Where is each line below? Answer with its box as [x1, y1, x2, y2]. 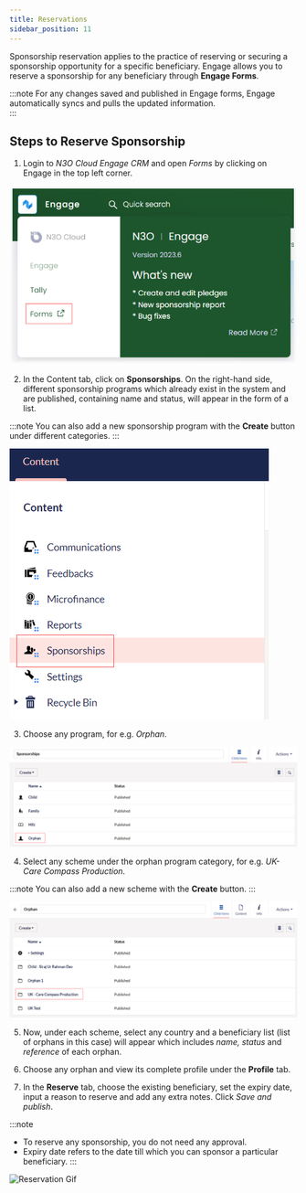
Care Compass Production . [22, 866, 126, 877]
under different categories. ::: [9, 431, 121, 441]
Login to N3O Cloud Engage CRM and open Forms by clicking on [22, 158, 268, 169]
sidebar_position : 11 [9, 24, 92, 34]
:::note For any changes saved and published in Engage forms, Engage [9, 88, 276, 99]
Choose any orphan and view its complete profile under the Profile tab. [22, 1063, 291, 1074]
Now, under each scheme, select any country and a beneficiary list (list [22, 1027, 290, 1038]
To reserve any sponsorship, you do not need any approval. [22, 1136, 248, 1147]
